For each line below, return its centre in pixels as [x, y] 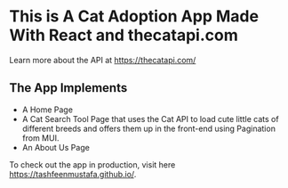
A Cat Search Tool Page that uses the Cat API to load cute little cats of [150, 119]
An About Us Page [56, 147]
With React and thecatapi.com [124, 35]
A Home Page [48, 110]
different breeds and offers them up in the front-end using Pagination [148, 128]
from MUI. [40, 138]
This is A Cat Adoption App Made [134, 16]
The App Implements [68, 88]
